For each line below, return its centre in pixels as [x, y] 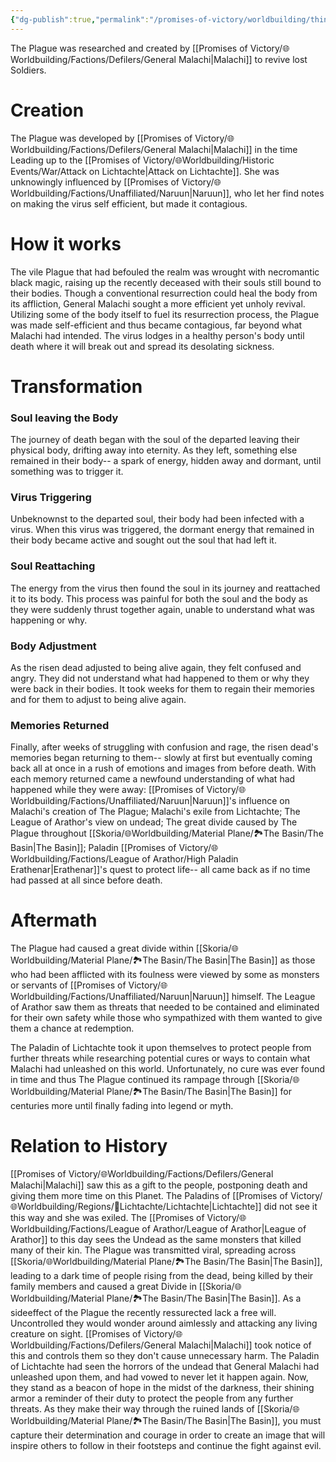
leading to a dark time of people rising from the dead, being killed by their [162, 1276]
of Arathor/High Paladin [190, 859]
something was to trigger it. [67, 471]
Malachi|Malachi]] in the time [238, 149]
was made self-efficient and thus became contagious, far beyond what [156, 325]
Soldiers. [28, 70]
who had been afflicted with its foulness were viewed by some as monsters [165, 975]
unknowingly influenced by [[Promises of [95, 182]
